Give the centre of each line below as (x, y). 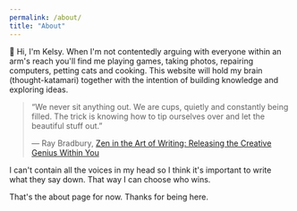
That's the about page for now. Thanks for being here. (109, 197)
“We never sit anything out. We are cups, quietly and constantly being (160, 106)
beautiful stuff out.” (67, 125)
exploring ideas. (39, 89)
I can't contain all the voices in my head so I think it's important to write (140, 170)
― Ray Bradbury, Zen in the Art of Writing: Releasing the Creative (151, 143)
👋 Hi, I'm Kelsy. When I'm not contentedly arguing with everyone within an (145, 51)
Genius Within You (65, 152)
